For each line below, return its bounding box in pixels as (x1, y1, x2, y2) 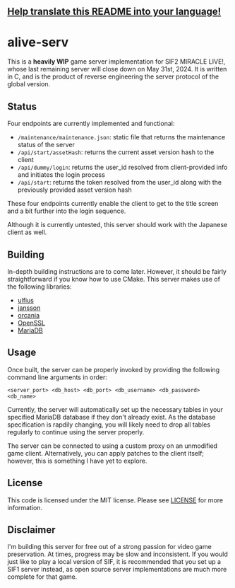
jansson (17, 304, 41, 312)
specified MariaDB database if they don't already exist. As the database (7, 413, 216, 421)
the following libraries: (7, 282, 72, 291)
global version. (7, 80, 51, 88)
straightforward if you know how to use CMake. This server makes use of (7, 275, 221, 283)
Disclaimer (7, 524, 56, 536)
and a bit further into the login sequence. (7, 207, 126, 215)
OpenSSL (17, 318, 46, 327)
